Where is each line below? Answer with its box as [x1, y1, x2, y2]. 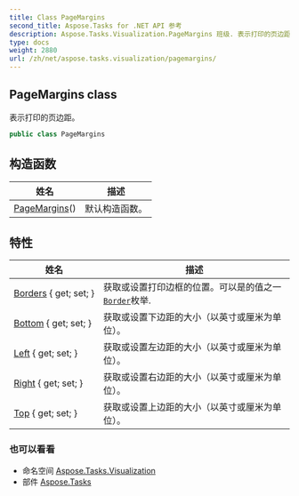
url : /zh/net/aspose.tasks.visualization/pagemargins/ [9, 54, 217, 63]
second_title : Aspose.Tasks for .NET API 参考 [9, 21, 182, 30]
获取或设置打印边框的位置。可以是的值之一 [103, 281, 282, 293]
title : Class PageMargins [9, 12, 105, 22]
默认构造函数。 [84, 202, 148, 214]
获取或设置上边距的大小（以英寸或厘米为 [103, 401, 273, 413]
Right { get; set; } [13, 377, 84, 389]
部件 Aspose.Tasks [21, 476, 92, 487]
